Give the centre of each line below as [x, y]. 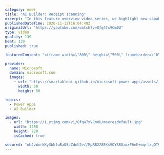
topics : [13, 100]
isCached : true [29, 136]
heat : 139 [15, 42]
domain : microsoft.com [32, 73]
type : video [17, 32]
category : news [20, 10]
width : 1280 [26, 127]
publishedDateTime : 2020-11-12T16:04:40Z [48, 23]
